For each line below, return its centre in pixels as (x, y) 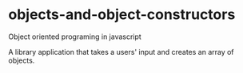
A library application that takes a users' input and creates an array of (121, 52)
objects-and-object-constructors (122, 15)
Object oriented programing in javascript (75, 36)
